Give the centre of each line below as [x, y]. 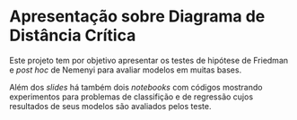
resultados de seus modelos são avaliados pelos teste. [110, 106]
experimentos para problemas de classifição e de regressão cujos [131, 97]
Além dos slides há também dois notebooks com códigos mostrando [136, 87]
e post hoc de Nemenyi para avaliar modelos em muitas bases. [126, 70]
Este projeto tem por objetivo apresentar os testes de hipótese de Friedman [149, 60]
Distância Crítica [73, 35]
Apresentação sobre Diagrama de [137, 17]
